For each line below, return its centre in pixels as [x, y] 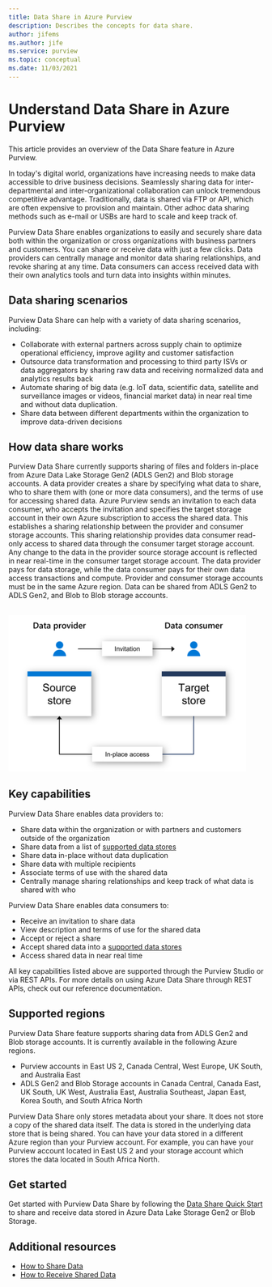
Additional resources [62, 1247]
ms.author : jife [36, 43]
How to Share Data [51, 1266]
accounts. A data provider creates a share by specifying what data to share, [135, 484]
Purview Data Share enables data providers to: [86, 813]
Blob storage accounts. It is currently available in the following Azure [123, 1042]
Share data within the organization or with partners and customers [131, 829]
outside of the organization [65, 838]
